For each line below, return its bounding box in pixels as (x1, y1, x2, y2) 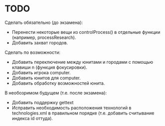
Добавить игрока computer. (11, 69, 71, 75)
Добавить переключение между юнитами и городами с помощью (11, 59, 154, 65)
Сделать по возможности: (4, 49, 61, 55)
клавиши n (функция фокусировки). (11, 64, 87, 70)
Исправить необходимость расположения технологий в (11, 105, 132, 111)
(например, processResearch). (11, 34, 77, 40)
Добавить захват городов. (11, 39, 68, 45)
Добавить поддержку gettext (11, 99, 74, 105)
